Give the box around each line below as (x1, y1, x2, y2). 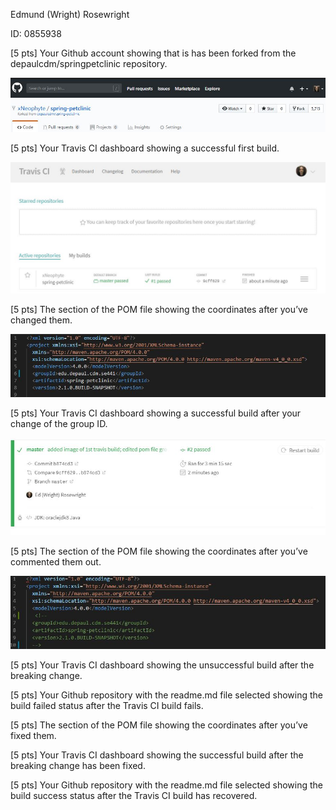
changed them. (10, 314, 73, 326)
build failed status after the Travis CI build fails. (10, 700, 204, 712)
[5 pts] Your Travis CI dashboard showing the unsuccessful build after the (10, 659, 315, 671)
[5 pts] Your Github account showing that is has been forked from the (10, 47, 297, 59)
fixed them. (10, 730, 57, 742)
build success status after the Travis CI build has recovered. (10, 790, 258, 802)
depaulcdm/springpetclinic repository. (10, 58, 168, 69)
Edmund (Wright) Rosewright (10, 9, 130, 20)
